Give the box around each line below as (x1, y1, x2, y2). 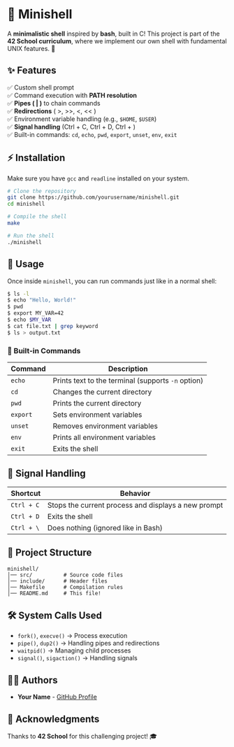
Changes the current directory (52, 387, 152, 397)
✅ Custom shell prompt (7, 83, 75, 92)
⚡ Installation (7, 152, 66, 164)
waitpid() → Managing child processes (17, 646, 131, 655)
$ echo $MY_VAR (7, 316, 52, 323)
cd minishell (7, 201, 45, 208)
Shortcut (10, 488, 41, 498)
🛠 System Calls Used (7, 609, 103, 621)
